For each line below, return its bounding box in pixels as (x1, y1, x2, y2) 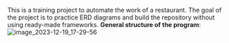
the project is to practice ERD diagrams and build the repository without (7, 13, 215, 21)
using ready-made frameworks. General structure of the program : (7, 21, 202, 28)
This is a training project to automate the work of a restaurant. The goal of (7, 6, 222, 14)
